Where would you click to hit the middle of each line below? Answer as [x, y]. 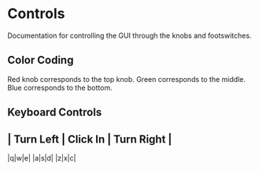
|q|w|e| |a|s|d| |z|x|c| [42, 157]
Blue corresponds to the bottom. [60, 87]
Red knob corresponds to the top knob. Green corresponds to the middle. [126, 79]
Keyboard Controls [55, 112]
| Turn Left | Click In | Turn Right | [90, 139]
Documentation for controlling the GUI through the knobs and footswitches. [129, 35]
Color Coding [41, 60]
